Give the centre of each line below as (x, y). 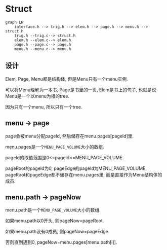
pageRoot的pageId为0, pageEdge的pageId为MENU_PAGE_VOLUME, (76, 168)
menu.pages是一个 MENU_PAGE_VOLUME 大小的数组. (55, 147)
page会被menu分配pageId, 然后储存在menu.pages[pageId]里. (70, 136)
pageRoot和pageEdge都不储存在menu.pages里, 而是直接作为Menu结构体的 (84, 174)
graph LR (14, 22)
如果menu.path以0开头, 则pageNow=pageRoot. (55, 221)
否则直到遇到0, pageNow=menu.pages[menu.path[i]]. (61, 242)
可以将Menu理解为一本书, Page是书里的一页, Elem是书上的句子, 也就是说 (81, 90)
